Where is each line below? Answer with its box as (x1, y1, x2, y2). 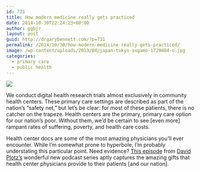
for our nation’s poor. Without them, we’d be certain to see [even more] (6, 117, 180, 124)
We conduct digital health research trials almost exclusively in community (6, 92, 187, 99)
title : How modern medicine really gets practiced (6, 14, 135, 20)
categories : (6, 53, 36, 59)
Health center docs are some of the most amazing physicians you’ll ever (6, 135, 184, 142)
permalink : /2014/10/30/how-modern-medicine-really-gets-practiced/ (6, 42, 180, 48)
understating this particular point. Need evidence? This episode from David (6, 147, 191, 155)
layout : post (6, 31, 39, 37)
